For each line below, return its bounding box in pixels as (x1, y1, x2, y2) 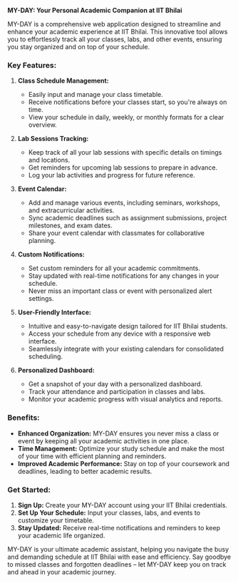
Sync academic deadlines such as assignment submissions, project (28, 214, 227, 222)
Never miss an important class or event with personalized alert (28, 287, 212, 295)
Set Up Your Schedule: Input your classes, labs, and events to (17, 508, 201, 517)
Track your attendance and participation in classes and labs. (28, 388, 206, 396)
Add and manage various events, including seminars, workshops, (28, 199, 220, 207)
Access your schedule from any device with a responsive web (28, 329, 211, 338)
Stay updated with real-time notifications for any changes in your (28, 272, 219, 280)
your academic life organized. (17, 531, 105, 540)
